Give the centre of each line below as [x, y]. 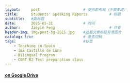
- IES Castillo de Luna [38, 50]
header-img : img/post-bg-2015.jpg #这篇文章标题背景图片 [63, 32]
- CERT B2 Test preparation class [49, 60]
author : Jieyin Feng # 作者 [63, 28]
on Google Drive [22, 75]
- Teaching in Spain [34, 46]
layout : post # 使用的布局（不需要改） [66, 10]
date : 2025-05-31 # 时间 [50, 23]
